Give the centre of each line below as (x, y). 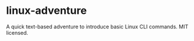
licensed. (17, 32)
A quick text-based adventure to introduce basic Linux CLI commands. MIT (97, 27)
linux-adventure (47, 11)
